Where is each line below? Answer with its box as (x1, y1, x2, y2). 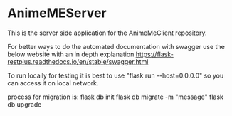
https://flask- (135, 50, 174, 58)
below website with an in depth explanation (7, 50, 135, 58)
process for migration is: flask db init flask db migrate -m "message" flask (7, 93, 224, 101)
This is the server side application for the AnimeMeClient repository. (7, 28, 207, 37)
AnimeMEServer (7, 5, 107, 21)
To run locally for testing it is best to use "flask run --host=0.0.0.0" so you (7, 71, 224, 80)
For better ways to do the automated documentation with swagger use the (7, 42, 226, 51)
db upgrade (7, 100, 42, 108)
